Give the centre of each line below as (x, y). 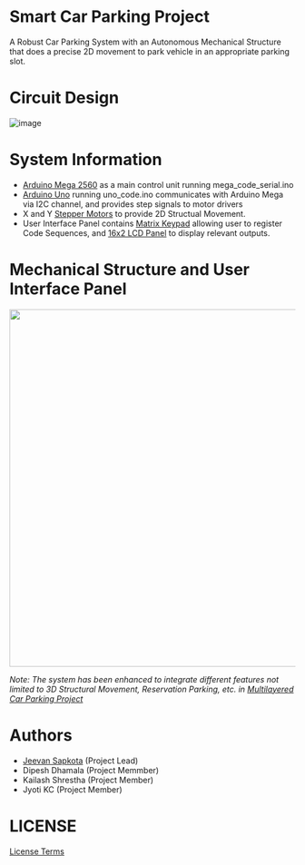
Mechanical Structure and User (130, 270)
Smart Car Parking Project (110, 17)
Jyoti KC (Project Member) (72, 789)
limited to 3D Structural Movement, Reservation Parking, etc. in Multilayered (152, 689)
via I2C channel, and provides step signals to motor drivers (133, 204)
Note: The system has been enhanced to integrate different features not (144, 679)
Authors (41, 735)
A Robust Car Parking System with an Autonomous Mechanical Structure (145, 42)
